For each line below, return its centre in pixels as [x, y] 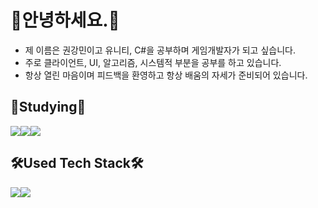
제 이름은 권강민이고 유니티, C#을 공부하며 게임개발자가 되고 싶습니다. [160, 50]
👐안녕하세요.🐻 [65, 20]
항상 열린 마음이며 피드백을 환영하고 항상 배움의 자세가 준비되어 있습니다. [166, 75]
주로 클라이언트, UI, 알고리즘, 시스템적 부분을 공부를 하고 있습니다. [153, 62]
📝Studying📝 [48, 107]
